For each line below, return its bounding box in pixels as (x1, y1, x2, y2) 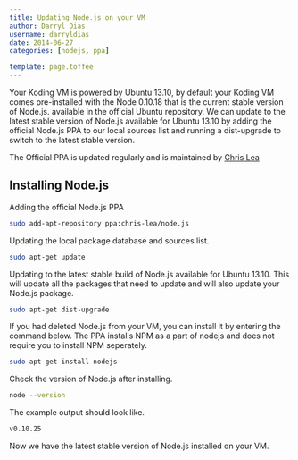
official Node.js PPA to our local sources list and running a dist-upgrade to (9, 125, 281, 135)
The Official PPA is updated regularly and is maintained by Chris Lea (9, 152, 261, 162)
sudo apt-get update (9, 252, 87, 261)
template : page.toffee (9, 63, 94, 72)
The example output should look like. (9, 407, 145, 418)
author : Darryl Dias (9, 21, 87, 30)
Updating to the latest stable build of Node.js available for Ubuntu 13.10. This (9, 268, 290, 279)
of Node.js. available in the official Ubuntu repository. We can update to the (9, 106, 286, 116)
